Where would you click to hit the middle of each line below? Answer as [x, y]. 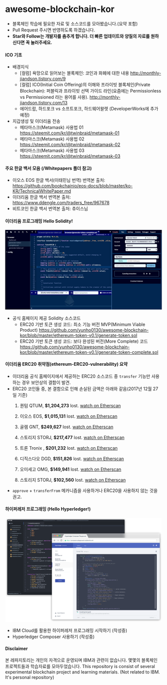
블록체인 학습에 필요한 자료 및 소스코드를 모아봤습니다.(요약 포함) [75, 23]
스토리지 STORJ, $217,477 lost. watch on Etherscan [72, 437]
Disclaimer [17, 649]
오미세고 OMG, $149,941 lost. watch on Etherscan [71, 469]
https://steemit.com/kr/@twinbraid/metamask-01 [70, 133]
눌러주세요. [42, 42]
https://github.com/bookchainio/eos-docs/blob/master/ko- [73, 186]
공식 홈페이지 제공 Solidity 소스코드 [46, 318]
